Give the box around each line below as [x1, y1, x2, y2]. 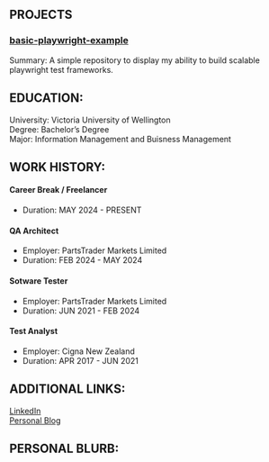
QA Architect [9, 225, 59, 236]
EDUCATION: [9, 90, 84, 106]
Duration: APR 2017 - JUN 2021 [22, 355, 139, 366]
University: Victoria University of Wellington [9, 114, 171, 125]
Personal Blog [9, 414, 61, 426]
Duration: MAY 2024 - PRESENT [22, 204, 142, 215]
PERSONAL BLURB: [9, 440, 120, 456]
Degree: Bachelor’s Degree [9, 123, 110, 134]
